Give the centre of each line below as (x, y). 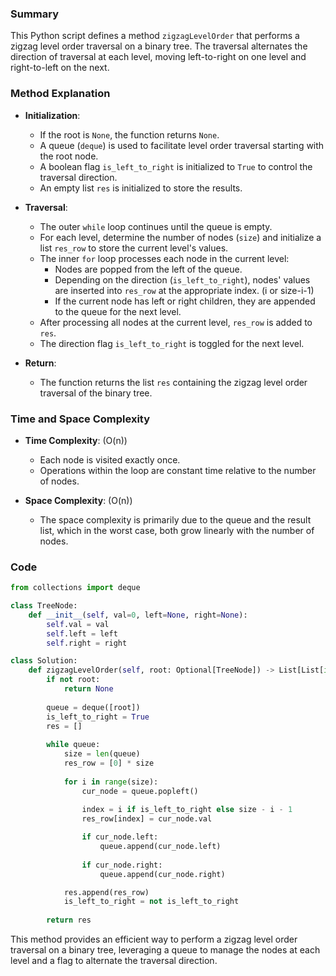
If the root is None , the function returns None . (129, 134)
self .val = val (78, 624)
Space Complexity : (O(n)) (78, 500)
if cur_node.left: (120, 837)
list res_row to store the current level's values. (134, 248)
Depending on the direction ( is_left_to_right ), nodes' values (182, 279)
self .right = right (87, 643)
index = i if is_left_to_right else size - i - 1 (187, 810)
